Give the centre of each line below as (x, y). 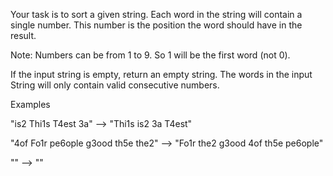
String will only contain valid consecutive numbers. (115, 85)
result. (23, 35)
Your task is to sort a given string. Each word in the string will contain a (156, 14)
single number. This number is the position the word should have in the (156, 25)
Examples (30, 104)
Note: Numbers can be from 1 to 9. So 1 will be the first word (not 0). (150, 55)
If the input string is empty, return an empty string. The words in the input (161, 74)
